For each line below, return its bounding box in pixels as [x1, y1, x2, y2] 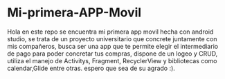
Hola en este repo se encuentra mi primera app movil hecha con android [7, 27, 214, 36]
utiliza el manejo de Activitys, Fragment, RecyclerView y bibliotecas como [7, 56, 217, 65]
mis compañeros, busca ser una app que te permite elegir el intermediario [7, 42, 219, 50]
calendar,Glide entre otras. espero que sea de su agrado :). [7, 64, 175, 72]
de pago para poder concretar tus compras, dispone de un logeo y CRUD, [7, 49, 218, 58]
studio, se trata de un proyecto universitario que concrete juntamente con [7, 34, 217, 43]
